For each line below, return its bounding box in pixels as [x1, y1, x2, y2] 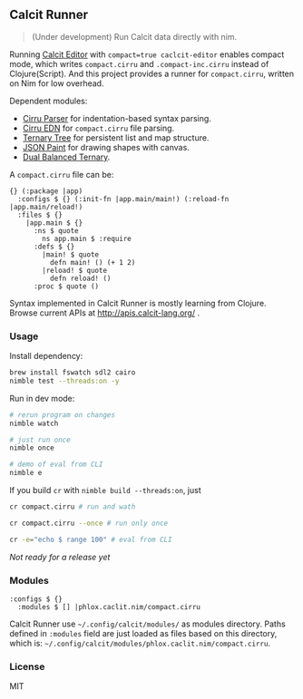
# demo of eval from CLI [9, 460, 103, 470]
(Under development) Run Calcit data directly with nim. [31, 31, 238, 42]
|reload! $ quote [42, 266, 107, 275]
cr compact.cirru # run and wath [9, 502, 136, 511]
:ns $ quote [33, 226, 79, 235]
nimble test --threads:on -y [9, 376, 120, 385]
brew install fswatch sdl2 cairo [9, 368, 136, 377]
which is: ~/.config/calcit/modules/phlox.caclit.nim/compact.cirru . [9, 638, 270, 649]
